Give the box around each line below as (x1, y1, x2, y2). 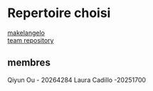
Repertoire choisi (7, 5, 111, 21)
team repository (7, 36, 54, 44)
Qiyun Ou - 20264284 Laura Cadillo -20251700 (7, 75, 147, 84)
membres (7, 57, 51, 69)
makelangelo (7, 28, 45, 37)
